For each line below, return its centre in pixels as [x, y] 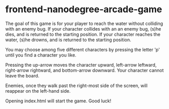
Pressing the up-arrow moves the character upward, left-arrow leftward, [81, 65]
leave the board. [22, 75]
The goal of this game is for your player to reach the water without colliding [84, 23]
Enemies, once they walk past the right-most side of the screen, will [76, 86]
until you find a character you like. [41, 55]
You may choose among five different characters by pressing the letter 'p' [83, 49]
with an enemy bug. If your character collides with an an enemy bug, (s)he [83, 29]
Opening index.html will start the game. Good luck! [58, 101]
